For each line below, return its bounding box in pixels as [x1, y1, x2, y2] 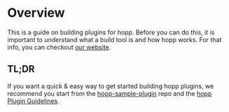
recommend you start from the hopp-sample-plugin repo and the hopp [7, 89, 212, 97]
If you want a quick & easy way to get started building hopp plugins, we [7, 82, 214, 90]
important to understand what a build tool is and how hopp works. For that [7, 35, 222, 43]
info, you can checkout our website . [7, 43, 111, 51]
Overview [7, 5, 65, 21]
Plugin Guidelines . [7, 97, 60, 105]
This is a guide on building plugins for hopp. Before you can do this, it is [7, 28, 215, 36]
